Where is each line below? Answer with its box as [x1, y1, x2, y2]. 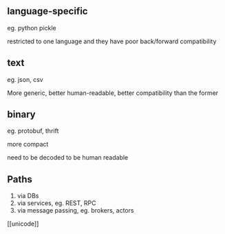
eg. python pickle [7, 23, 56, 32]
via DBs [17, 192, 39, 200]
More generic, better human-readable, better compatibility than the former [7, 89, 219, 97]
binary [7, 109, 36, 120]
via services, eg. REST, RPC [17, 199, 96, 207]
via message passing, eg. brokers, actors [17, 206, 134, 215]
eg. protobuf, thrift [7, 127, 59, 135]
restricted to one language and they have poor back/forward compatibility [7, 37, 217, 45]
